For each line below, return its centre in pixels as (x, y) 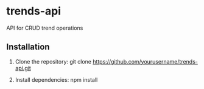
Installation (28, 47)
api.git (23, 68)
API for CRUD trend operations (45, 28)
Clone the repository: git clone (53, 61)
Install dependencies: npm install (56, 79)
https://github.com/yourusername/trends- (145, 61)
